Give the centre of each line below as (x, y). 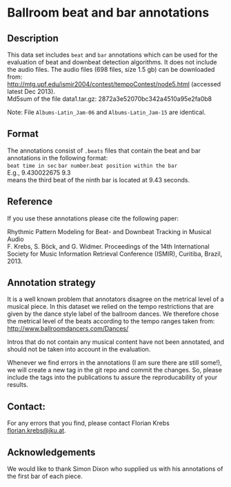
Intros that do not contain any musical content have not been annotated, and (115, 342)
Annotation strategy (51, 283)
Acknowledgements (51, 452)
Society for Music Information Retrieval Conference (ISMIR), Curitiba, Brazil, (115, 254)
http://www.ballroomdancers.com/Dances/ (68, 329)
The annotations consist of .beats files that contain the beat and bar (104, 151)
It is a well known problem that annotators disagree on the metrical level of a (115, 299)
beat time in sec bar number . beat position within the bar (92, 165)
